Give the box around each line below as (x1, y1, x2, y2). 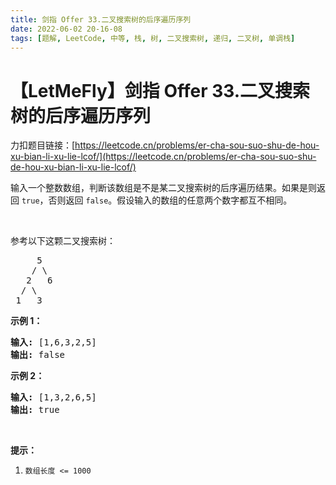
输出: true (10, 404, 60, 416)
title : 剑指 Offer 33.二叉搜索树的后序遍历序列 (10, 14, 192, 25)
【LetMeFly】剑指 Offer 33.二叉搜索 (10, 79, 311, 102)
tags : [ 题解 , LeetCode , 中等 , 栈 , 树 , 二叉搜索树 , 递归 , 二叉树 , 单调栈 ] (10, 33, 296, 43)
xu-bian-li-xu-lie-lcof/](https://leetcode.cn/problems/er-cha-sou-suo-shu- (10, 151, 317, 163)
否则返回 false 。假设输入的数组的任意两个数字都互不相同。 (48, 194, 293, 206)
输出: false (10, 349, 66, 361)
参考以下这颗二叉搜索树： (10, 235, 116, 247)
